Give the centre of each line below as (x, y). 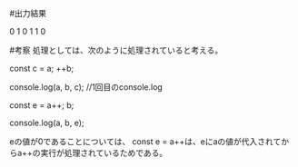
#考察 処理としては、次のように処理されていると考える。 (116, 50)
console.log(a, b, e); (47, 123)
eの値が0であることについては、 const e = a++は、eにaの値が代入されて (145, 142)
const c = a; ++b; (42, 68)
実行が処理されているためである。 (104, 153)
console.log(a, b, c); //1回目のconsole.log (86, 87)
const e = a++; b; (42, 105)
